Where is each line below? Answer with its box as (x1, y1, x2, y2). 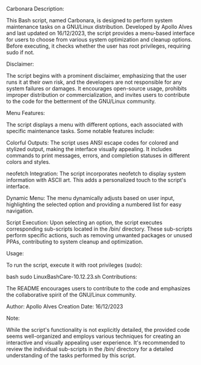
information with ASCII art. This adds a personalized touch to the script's (6, 176, 187, 183)
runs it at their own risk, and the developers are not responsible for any (6, 78, 182, 86)
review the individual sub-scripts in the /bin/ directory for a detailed (6, 346, 173, 352)
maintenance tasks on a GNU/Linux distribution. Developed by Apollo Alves (6, 23, 193, 30)
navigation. (6, 207, 34, 214)
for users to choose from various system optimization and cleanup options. (6, 36, 193, 43)
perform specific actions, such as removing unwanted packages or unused (6, 232, 193, 239)
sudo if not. (6, 49, 35, 56)
